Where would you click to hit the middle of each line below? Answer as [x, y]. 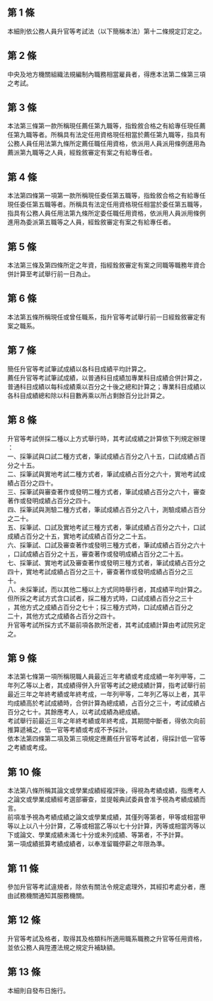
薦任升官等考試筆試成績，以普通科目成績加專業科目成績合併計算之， [106, 378]
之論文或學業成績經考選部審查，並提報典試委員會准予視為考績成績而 [106, 799]
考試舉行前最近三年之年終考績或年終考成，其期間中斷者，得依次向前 [106, 721]
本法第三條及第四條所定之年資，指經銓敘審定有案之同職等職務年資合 [106, 266]
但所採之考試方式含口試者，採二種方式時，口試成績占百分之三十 [100, 598]
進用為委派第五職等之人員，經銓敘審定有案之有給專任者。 [91, 222]
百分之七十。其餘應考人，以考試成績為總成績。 [75, 712]
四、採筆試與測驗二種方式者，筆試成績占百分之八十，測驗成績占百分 [106, 509]
